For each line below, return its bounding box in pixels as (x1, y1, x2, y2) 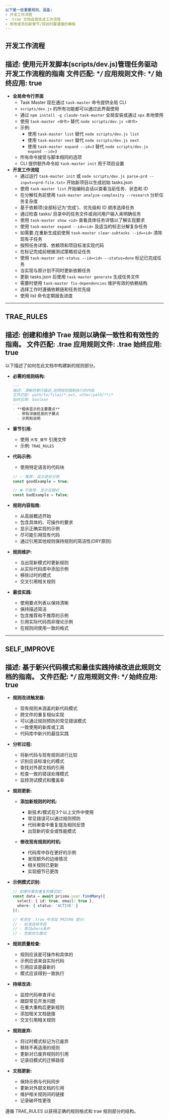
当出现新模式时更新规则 (20, 559, 69, 566)
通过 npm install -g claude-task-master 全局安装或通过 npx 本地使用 (20, 112, 164, 118)
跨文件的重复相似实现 (20, 712, 64, 718)
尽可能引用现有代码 (20, 532, 60, 538)
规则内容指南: (12, 502, 41, 509)
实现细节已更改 (27, 868, 59, 874)
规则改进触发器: (12, 694, 45, 701)
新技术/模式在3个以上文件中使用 (27, 809, 94, 815)
